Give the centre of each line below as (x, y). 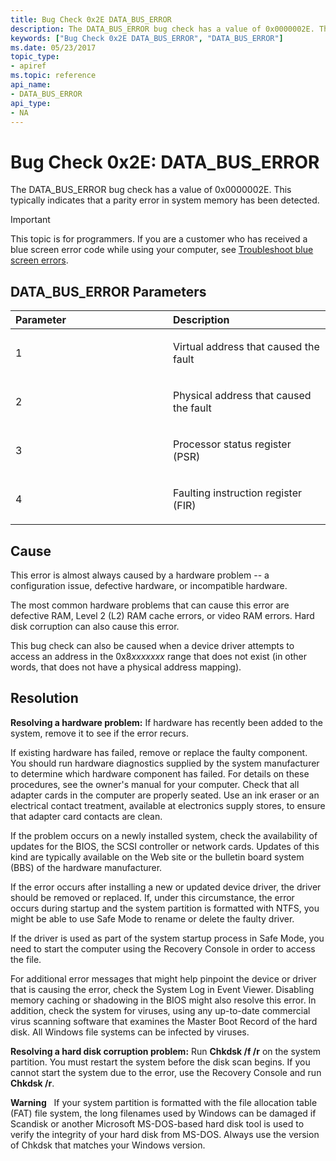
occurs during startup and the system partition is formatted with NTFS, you (165, 908)
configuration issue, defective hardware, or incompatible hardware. (149, 585)
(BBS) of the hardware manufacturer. (86, 867)
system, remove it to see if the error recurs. (100, 733)
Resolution (44, 698)
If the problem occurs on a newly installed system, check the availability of (164, 835)
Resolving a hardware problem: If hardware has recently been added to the (167, 722)
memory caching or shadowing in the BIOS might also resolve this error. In (163, 1000)
